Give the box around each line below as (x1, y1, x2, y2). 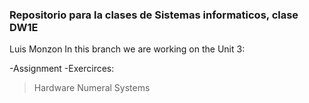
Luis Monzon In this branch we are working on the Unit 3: (9, 43, 246, 55)
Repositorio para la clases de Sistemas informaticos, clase (9, 8, 299, 22)
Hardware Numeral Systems (33, 82, 151, 94)
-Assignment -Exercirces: (9, 63, 115, 75)
